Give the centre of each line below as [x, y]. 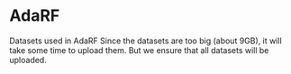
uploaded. [28, 60]
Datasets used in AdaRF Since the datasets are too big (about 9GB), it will [145, 41]
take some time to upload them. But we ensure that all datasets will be [139, 50]
